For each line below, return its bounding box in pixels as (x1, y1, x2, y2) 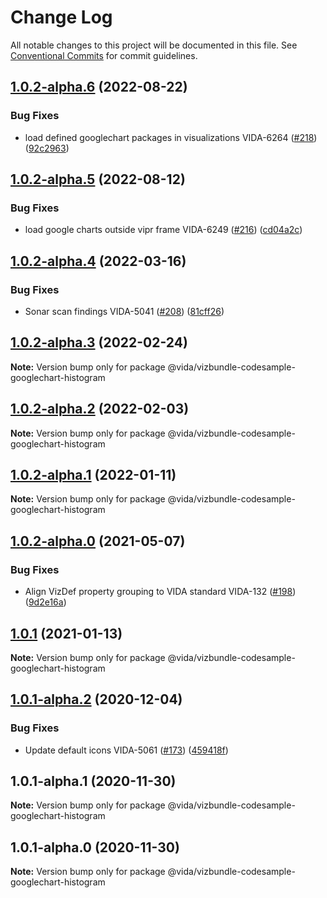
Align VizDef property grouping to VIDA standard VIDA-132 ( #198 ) (24, 586, 297, 598)
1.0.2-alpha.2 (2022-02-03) (10, 401, 190, 418)
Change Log (10, 6, 113, 29)
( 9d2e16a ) (24, 596, 67, 608)
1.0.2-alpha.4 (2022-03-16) (10, 252, 187, 270)
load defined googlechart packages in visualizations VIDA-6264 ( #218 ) (24, 131, 318, 143)
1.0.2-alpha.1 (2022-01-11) (10, 467, 177, 484)
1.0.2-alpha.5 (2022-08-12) (10, 171, 186, 188)
